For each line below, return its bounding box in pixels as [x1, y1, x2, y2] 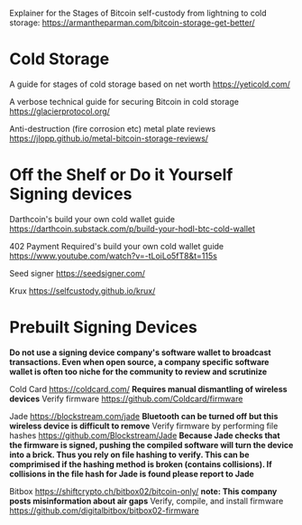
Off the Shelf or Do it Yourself [9, 164, 233, 185]
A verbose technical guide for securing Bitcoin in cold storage [9, 96, 239, 107]
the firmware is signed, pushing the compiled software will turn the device [9, 439, 294, 450]
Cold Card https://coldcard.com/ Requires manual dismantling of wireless [9, 383, 288, 394]
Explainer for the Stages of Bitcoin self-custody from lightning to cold [9, 8, 268, 18]
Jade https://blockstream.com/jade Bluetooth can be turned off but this [9, 410, 279, 421]
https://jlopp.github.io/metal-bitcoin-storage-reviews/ [9, 133, 209, 144]
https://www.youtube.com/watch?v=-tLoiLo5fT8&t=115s [9, 250, 218, 261]
